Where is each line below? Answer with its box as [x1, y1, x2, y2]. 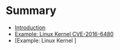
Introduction [14, 24, 46, 31]
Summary [6, 4, 56, 18]
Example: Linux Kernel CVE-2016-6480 [14, 30, 114, 37]
